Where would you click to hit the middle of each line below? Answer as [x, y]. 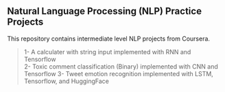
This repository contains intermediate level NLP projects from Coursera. [109, 38]
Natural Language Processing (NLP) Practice [105, 11]
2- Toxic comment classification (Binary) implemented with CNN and [121, 66]
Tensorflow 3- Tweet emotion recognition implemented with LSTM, [119, 73]
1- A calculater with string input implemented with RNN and [107, 51]
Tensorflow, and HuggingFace [67, 81]
